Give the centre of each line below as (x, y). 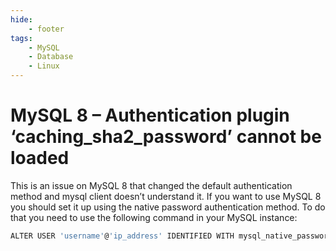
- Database (51, 57)
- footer (46, 29)
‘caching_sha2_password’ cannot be (166, 137)
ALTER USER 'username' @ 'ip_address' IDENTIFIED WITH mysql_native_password (171, 236)
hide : (21, 19)
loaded (40, 158)
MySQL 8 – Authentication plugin (150, 115)
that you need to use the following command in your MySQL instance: (154, 217)
